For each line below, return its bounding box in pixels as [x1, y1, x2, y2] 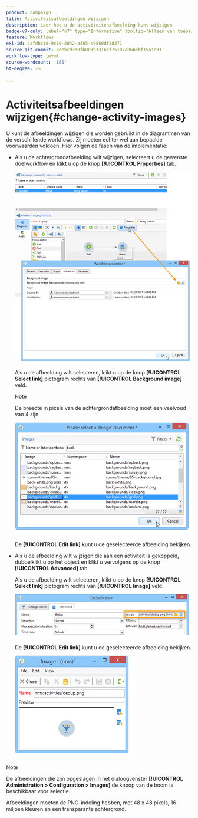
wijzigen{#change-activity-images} [6, 110, 187, 124]
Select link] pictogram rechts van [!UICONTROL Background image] [14, 375, 182, 382]
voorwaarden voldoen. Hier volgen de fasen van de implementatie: [6, 142, 168, 150]
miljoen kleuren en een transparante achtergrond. [6, 806, 127, 813]
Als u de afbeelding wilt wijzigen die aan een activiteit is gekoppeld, [14, 552, 180, 559]
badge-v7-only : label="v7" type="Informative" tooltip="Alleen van [6, 28, 176, 34]
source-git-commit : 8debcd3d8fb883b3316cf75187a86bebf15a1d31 [6, 47, 162, 53]
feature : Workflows [6, 34, 54, 41]
